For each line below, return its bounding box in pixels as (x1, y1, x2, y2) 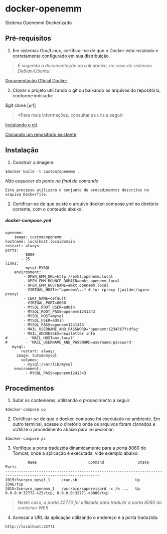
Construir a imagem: (12, 159, 55, 165)
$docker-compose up (5, 407, 46, 412)
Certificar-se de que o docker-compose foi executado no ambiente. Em (12, 416, 160, 422)
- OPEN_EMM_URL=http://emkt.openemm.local (23, 274, 113, 279)
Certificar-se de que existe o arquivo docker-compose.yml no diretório (12, 201, 159, 207)
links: (5, 261, 19, 266)
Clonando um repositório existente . (5, 131, 78, 137)
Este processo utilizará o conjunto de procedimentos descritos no (5, 188, 149, 193)
